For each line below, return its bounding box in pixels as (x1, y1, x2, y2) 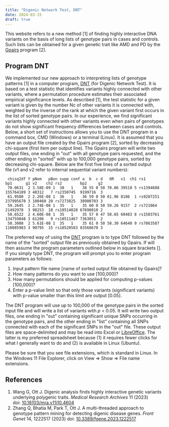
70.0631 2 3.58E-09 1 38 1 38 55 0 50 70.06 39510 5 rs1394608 (7, 186, 159, 191)
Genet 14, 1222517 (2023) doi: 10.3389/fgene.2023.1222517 (12, 416, 137, 421)
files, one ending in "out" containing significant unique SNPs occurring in (5, 313, 158, 319)
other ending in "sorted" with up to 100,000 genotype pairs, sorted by (5, 156, 151, 162)
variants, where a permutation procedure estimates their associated (5, 91, 147, 97)
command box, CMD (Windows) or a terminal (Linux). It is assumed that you (5, 134, 163, 140)
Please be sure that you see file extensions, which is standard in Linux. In (5, 350, 158, 356)
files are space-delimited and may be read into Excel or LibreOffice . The (5, 329, 155, 335)
